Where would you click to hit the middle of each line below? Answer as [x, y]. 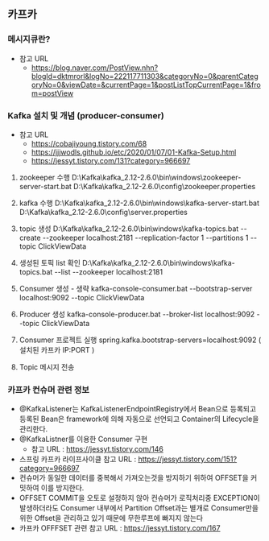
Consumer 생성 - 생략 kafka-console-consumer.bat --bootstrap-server [136, 288]
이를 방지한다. [62, 488]
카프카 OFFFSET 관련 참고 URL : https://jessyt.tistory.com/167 [120, 528]
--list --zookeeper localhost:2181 [108, 271]
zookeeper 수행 [44, 177]
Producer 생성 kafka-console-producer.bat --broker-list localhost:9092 [137, 314]
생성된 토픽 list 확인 [50, 262]
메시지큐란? [29, 39]
